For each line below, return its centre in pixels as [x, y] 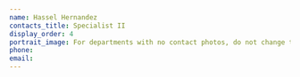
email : [21, 58]
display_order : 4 [42, 34]
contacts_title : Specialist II [67, 26]
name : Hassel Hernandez [54, 17]
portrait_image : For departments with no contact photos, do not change [147, 42]
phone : [21, 50]
